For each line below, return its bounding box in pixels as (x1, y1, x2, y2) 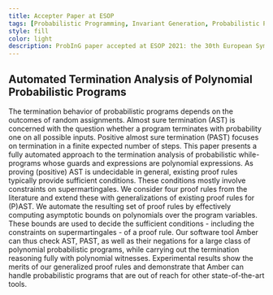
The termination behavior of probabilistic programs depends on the (8, 106, 234, 116)
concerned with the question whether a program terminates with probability (8, 124, 262, 133)
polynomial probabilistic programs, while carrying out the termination (8, 245, 240, 254)
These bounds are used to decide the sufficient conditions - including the (8, 219, 254, 228)
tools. (8, 279, 28, 288)
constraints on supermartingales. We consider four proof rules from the (8, 184, 248, 193)
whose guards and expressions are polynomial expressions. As (42, 158, 253, 167)
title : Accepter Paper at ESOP (8, 11, 115, 20)
